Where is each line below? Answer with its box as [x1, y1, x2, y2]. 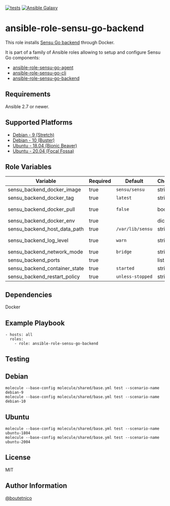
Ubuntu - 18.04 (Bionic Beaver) [12, 142, 77, 148]
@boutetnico [5, 495, 32, 501]
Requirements [5, 90, 51, 99]
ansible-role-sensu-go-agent [12, 64, 73, 71]
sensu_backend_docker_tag [8, 195, 74, 202]
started [116, 266, 135, 271]
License [5, 453, 31, 462]
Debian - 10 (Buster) [12, 137, 55, 143]
